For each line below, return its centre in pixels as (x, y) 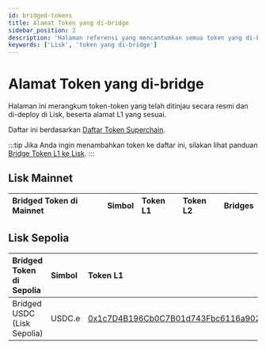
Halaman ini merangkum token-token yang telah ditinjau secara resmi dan (128, 106)
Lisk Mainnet (41, 178)
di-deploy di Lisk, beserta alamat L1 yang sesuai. (87, 115)
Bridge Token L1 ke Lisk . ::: (51, 154)
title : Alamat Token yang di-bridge (68, 23)
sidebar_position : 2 (42, 30)
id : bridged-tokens (40, 15)
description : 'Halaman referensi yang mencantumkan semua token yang (125, 38)
